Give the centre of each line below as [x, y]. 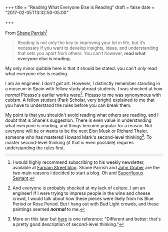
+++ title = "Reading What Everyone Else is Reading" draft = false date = [80, 7]
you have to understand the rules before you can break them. [68, 105]
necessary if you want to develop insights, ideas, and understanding [88, 48]
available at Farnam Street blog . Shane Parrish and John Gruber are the [86, 167]
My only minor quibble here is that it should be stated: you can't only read [81, 68]
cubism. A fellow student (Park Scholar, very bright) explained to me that [80, 100]
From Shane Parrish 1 [26, 32]
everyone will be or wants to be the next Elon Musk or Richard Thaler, [77, 131]
